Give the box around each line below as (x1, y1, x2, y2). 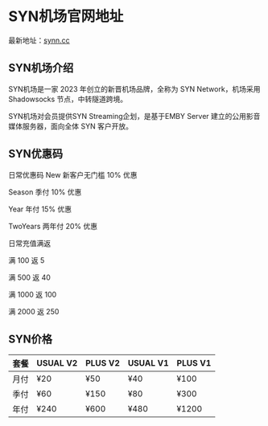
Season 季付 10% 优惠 (8, 186, 82, 197)
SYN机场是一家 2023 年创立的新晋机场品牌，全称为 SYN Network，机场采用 (8, 84, 261, 93)
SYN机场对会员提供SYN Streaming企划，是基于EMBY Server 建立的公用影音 (8, 111, 261, 121)
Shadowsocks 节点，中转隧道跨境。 (8, 94, 128, 104)
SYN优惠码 (8, 147, 64, 161)
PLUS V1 (176, 358, 212, 369)
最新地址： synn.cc (8, 35, 70, 45)
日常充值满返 (8, 238, 51, 248)
